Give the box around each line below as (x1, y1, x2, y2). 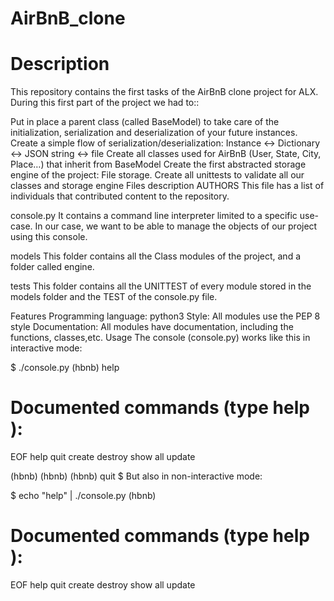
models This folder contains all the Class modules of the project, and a (10, 250, 302, 262)
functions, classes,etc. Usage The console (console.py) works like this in (10, 332, 311, 344)
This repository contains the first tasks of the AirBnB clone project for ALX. (10, 86, 319, 98)
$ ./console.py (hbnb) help (10, 362, 120, 374)
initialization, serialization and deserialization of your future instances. (10, 127, 298, 139)
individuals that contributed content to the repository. (10, 190, 230, 202)
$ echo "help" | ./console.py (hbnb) (10, 490, 157, 502)
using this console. (10, 231, 88, 243)
